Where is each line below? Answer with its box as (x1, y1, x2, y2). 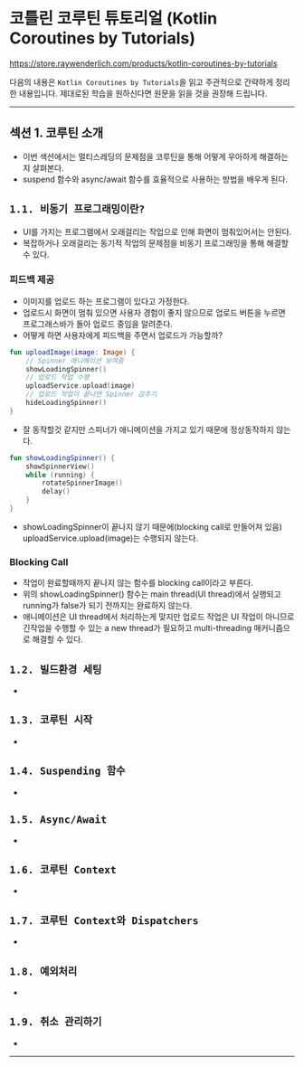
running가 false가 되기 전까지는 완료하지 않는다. (22, 600, 193, 611)
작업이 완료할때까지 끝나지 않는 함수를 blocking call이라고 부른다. (22, 578, 253, 589)
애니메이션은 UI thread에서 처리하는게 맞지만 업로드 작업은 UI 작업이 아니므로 (22, 611, 295, 622)
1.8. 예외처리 (9, 965, 78, 977)
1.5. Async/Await (9, 813, 107, 826)
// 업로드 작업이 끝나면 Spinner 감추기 (25, 390, 157, 399)
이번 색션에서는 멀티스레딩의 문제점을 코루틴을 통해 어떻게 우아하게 (22, 151, 258, 162)
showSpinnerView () (25, 462, 95, 471)
